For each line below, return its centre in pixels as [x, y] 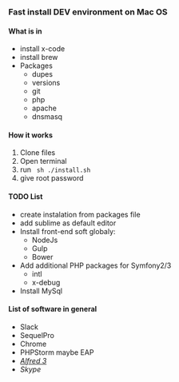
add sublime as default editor [68, 223]
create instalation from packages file [80, 214]
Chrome [33, 344]
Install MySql [41, 291]
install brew [39, 58]
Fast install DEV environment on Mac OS [88, 12]
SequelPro [37, 335]
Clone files [38, 153]
